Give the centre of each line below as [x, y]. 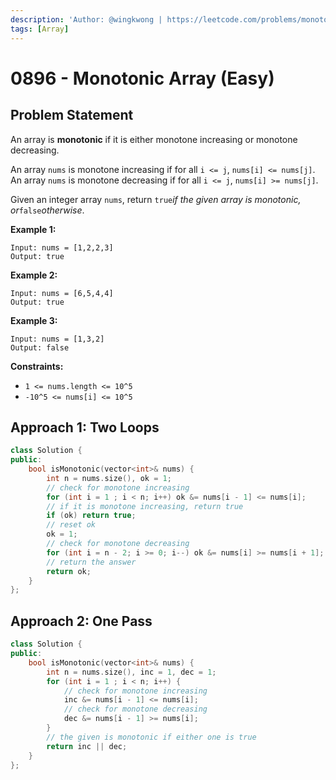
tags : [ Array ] [40, 29]
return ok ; [69, 571]
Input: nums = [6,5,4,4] [62, 293]
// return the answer [91, 562]
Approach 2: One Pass [81, 621]
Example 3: [34, 320]
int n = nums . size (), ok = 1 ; [109, 478]
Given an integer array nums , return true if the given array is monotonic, [156, 199]
